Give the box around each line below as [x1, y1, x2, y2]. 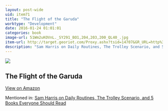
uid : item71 [5, 12, 30, 17]
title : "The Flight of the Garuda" [5, 16, 79, 21]
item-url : [5, 40, 26, 45]
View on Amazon [5, 85, 40, 91]
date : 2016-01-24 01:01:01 [5, 26, 61, 31]
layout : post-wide [5, 7, 43, 12]
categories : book [5, 30, 41, 35]
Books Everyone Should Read [5, 100, 66, 106]
